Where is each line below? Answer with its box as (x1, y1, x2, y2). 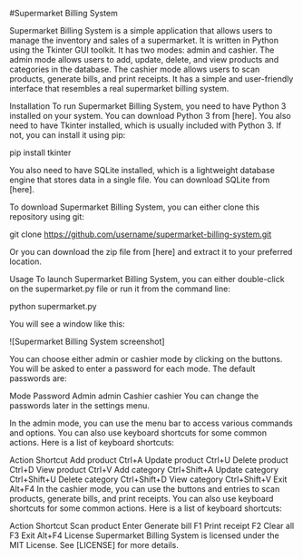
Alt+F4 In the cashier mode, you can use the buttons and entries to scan (9, 484, 280, 494)
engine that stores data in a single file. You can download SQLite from (9, 174, 270, 185)
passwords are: (9, 373, 67, 384)
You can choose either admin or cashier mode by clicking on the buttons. (9, 354, 283, 364)
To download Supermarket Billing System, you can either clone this (9, 201, 260, 212)
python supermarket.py (9, 301, 97, 311)
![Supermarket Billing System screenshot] (9, 336, 165, 347)
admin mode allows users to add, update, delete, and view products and (9, 54, 279, 64)
